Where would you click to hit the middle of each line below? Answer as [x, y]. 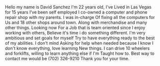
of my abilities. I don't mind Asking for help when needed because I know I [79, 43]
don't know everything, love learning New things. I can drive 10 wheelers [77, 48]
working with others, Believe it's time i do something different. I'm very [75, 33]
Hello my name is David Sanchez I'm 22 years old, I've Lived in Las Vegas [78, 7]
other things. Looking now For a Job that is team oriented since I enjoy [75, 28]
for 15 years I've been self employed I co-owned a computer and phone [76, 12]
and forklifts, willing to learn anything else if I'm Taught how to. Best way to [80, 53]
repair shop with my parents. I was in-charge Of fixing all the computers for [80, 17]
